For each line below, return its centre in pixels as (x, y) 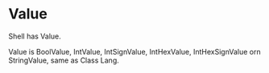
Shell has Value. (35, 36)
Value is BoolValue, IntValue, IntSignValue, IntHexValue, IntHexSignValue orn (134, 51)
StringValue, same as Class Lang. (64, 60)
